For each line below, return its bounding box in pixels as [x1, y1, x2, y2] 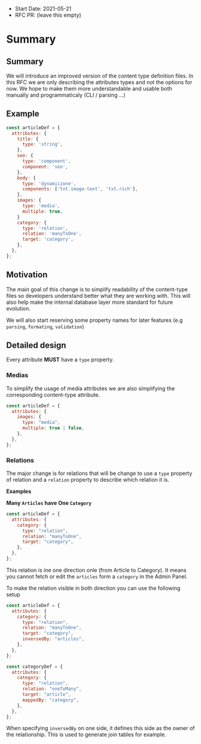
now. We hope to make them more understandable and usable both [6, 85, 173, 92]
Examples [6, 488, 32, 495]
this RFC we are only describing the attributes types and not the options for [6, 79, 193, 86]
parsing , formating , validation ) [6, 322, 85, 330]
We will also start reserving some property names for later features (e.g [6, 316, 183, 324]
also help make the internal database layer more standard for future [6, 298, 173, 306]
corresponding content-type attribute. [6, 391, 100, 398]
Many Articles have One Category [6, 500, 92, 507]
